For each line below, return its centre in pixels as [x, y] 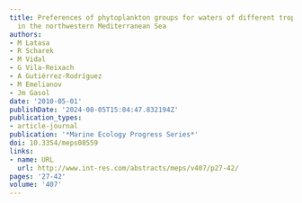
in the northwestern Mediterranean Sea [92, 26]
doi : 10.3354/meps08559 [54, 143]
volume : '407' [36, 185]
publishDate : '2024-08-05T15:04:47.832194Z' [94, 110]
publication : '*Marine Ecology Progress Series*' [104, 135]
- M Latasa [30, 43]
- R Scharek [31, 51]
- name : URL [31, 159]
